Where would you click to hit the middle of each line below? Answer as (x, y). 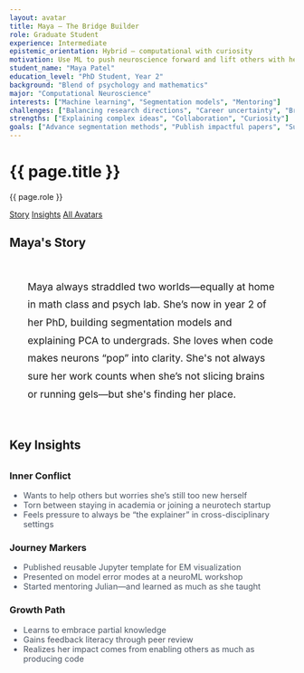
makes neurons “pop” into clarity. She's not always (147, 358)
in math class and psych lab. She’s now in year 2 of (147, 304)
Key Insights (45, 445)
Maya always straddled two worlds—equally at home (151, 286)
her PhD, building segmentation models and (130, 322)
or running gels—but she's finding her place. (132, 394)
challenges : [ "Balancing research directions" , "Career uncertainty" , (145, 110)
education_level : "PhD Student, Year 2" (87, 77)
